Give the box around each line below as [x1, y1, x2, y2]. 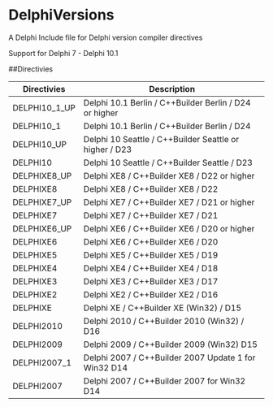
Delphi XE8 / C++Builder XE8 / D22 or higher [83, 170, 255, 181]
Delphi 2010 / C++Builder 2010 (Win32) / [83, 315, 245, 327]
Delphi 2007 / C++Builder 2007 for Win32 [83, 375, 246, 387]
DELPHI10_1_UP [12, 102, 76, 113]
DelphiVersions [8, 6, 115, 24]
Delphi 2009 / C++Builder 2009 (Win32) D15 [83, 339, 258, 350]
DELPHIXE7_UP [12, 197, 72, 208]
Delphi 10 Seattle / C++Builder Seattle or [83, 133, 240, 145]
